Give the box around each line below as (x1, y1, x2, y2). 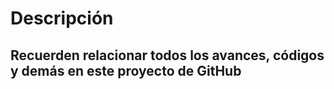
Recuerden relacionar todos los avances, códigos (10, 47, 325, 64)
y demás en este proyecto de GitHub (10, 62, 242, 79)
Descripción (10, 7, 114, 30)
